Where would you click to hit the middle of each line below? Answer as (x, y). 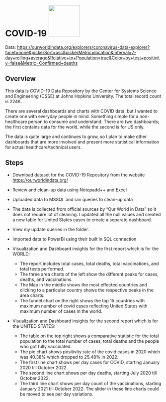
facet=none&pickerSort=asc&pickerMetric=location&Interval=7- (71, 52)
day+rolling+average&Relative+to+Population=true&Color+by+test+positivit (83, 58)
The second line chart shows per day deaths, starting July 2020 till (88, 373)
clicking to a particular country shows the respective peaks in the (87, 290)
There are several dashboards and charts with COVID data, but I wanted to (82, 111)
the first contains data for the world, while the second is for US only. (75, 127)
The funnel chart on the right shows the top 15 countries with (82, 300)
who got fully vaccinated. (46, 346)
